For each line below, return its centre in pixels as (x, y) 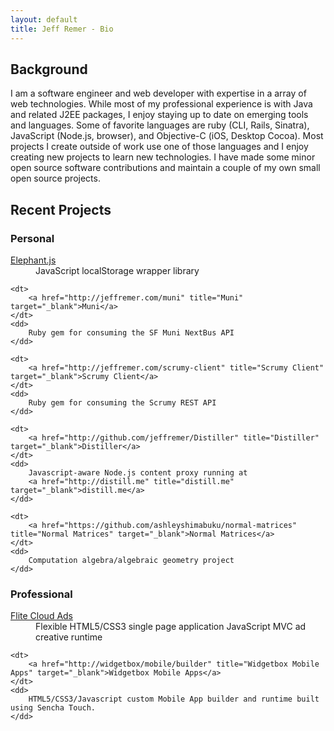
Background (49, 69)
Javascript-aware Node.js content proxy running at (138, 473)
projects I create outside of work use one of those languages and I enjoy (159, 147)
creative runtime (69, 637)
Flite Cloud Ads (42, 616)
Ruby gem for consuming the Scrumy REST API (122, 403)
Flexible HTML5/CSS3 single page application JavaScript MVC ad (171, 627)
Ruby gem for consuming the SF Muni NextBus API (131, 333)
